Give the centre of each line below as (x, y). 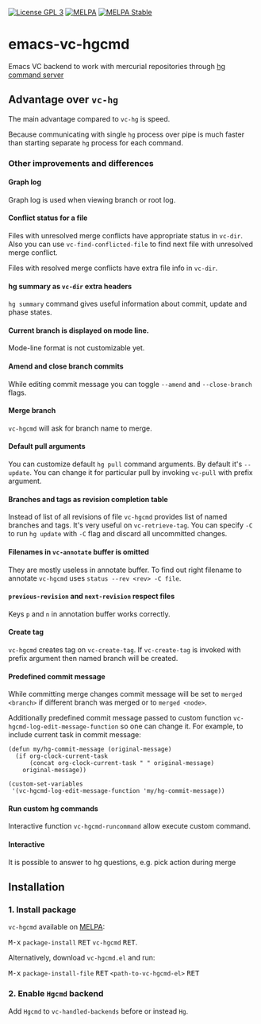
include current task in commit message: (75, 735)
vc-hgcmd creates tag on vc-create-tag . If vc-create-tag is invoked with (125, 649)
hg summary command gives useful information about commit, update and (128, 304)
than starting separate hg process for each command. (96, 142)
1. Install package (42, 910)
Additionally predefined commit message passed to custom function (120, 718)
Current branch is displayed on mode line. (79, 330)
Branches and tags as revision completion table (88, 499)
